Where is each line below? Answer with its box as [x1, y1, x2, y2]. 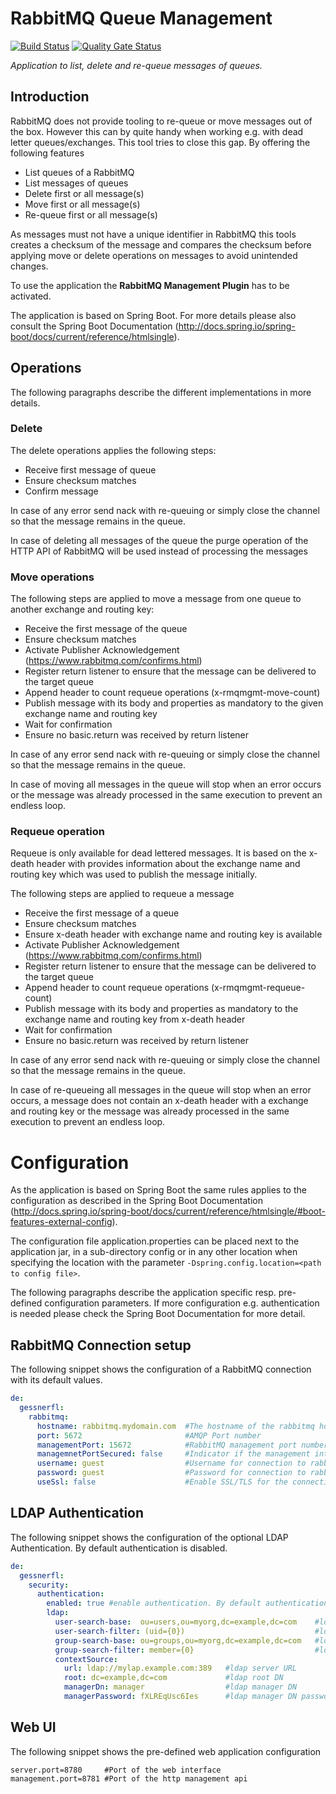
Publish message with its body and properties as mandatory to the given [24, 697, 324, 709]
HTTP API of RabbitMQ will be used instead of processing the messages [10, 545, 308, 557]
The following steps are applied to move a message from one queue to [10, 593, 302, 605]
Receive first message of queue [24, 463, 157, 476]
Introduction [10, 88, 90, 106]
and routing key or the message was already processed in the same [10, 1105, 290, 1117]
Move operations [10, 570, 95, 584]
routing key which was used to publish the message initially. [10, 868, 258, 881]
